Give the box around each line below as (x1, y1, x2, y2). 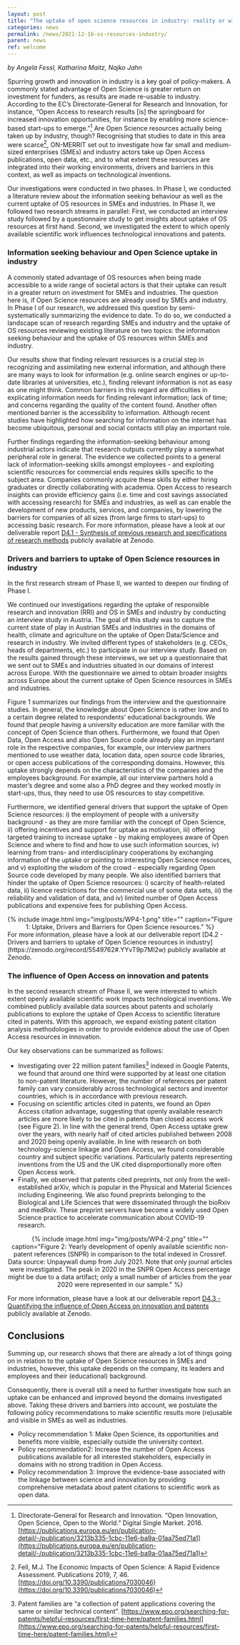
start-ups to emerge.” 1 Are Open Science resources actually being (27, 123, 222, 132)
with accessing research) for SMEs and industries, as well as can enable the (7, 498, 231, 506)
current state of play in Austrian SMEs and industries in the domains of (7, 623, 216, 631)
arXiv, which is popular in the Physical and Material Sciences (53, 1183, 232, 1191)
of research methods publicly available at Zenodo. (7, 536, 155, 544)
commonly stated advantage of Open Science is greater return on (7, 85, 201, 93)
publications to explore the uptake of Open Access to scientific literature (7, 1010, 221, 1019)
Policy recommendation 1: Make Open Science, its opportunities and (17, 1429, 219, 1438)
